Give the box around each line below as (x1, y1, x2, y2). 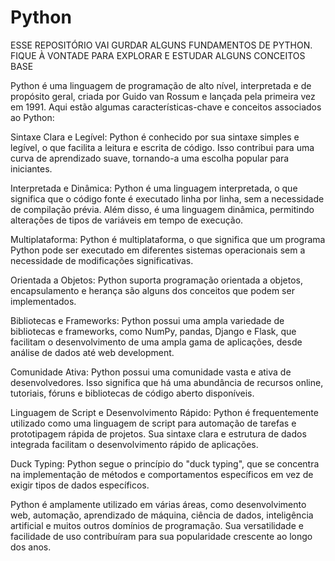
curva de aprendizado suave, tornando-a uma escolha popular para (10, 152, 290, 164)
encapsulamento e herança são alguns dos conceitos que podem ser (10, 284, 295, 296)
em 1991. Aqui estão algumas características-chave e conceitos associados (10, 101, 322, 113)
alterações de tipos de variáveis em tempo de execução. (10, 214, 244, 226)
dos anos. (10, 541, 52, 553)
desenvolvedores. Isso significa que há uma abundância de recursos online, (10, 376, 324, 388)
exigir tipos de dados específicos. (10, 479, 150, 491)
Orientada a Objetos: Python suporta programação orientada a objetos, (10, 274, 303, 286)
